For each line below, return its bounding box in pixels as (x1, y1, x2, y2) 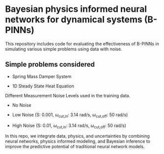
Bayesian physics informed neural (5, 3, 147, 15)
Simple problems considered (5, 60, 95, 69)
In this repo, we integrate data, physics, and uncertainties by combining (5, 133, 150, 139)
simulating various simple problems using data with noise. (5, 46, 122, 52)
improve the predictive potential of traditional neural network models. (5, 144, 145, 150)
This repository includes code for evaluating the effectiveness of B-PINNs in (5, 40, 160, 46)
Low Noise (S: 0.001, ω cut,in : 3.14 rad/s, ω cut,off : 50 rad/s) (12, 112, 128, 119)
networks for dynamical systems (5, 14, 142, 25)
